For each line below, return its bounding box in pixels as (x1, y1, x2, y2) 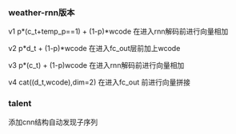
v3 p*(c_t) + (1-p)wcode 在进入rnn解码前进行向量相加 (8, 61, 185, 70)
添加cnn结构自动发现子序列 (8, 117, 98, 127)
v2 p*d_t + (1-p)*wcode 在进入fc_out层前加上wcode (8, 44, 181, 53)
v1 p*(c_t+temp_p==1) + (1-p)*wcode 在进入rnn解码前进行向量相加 (8, 26, 229, 37)
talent (8, 98, 32, 109)
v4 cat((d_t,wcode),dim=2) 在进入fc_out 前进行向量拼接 (8, 77, 190, 87)
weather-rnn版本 (8, 6, 75, 18)
